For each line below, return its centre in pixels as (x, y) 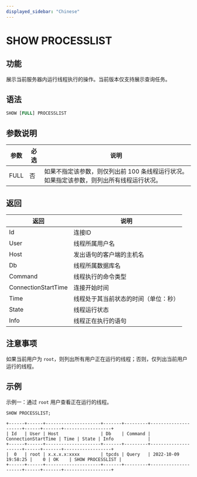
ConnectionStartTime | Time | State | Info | (78, 439)
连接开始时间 (91, 287)
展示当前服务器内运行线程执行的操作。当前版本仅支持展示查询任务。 (88, 79)
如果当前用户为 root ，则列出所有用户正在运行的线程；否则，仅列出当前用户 (97, 359)
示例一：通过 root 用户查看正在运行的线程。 (59, 402)
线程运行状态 (91, 310)
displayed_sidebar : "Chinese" (43, 11)
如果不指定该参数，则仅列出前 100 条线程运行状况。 (116, 171)
